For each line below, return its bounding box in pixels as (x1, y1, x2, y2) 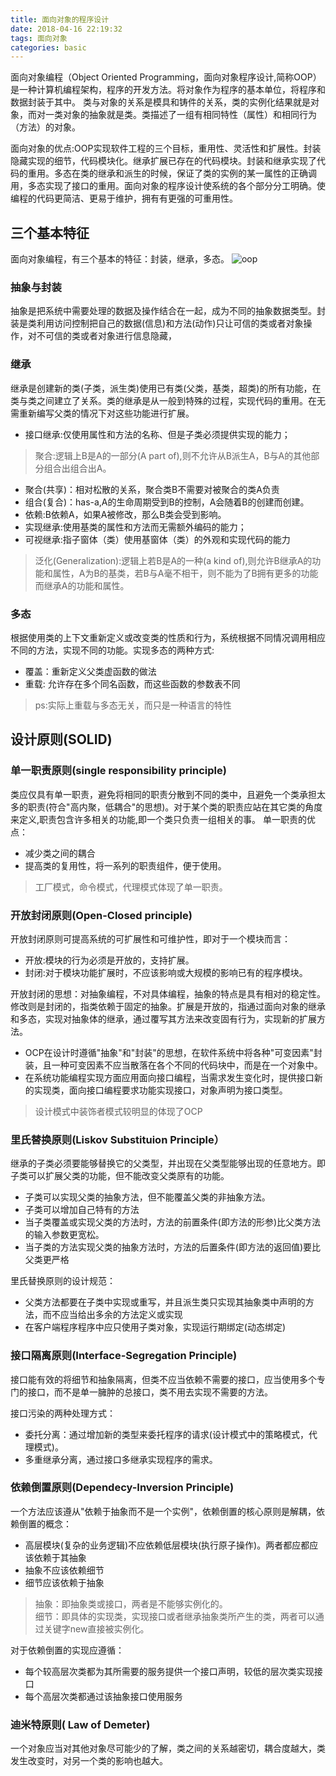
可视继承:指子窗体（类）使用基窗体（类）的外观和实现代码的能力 (24, 533, 291, 545)
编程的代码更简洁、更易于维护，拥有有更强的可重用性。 (10, 192, 238, 205)
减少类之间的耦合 (24, 847, 96, 859)
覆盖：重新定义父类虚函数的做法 (24, 665, 157, 677)
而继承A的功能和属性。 (34, 579, 130, 591)
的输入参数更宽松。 (24, 1229, 105, 1241)
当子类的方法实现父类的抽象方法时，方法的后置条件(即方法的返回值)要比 (24, 1241, 322, 1253)
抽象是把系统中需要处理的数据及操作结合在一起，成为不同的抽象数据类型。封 (10, 305, 326, 317)
